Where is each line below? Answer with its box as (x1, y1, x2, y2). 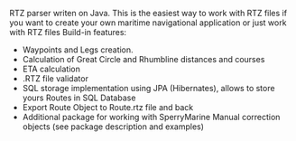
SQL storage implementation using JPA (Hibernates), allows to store (22, 83, 275, 93)
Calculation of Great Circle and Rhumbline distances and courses (22, 54, 265, 64)
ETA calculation (22, 63, 81, 74)
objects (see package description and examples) (22, 121, 205, 132)
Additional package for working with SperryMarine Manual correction (22, 112, 281, 122)
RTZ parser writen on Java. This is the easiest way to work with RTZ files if (9, 8, 287, 18)
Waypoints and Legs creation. (22, 44, 134, 55)
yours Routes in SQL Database (22, 92, 136, 103)
